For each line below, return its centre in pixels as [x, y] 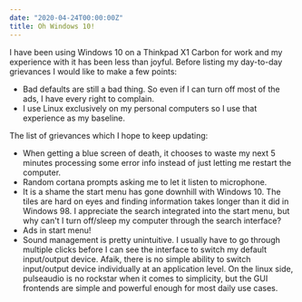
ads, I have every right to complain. [88, 98]
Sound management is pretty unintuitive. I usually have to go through [151, 239]
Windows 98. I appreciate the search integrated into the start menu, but [156, 210]
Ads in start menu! [57, 230]
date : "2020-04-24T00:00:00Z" [67, 18]
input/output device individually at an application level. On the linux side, [158, 268]
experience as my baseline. [73, 118]
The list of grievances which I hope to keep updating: [109, 135]
